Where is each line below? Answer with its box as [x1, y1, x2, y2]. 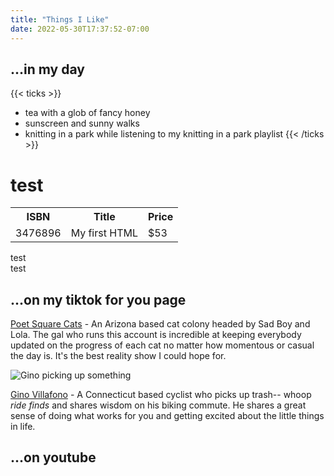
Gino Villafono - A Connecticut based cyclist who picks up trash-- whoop [10, 389, 312, 401]
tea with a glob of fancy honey [24, 107, 151, 119]
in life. [10, 421, 36, 433]
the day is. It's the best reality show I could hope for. [10, 350, 227, 362]
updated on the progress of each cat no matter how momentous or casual [10, 339, 315, 351]
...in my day [10, 61, 85, 78]
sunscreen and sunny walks [24, 117, 140, 130]
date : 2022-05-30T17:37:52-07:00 [10, 24, 150, 34]
